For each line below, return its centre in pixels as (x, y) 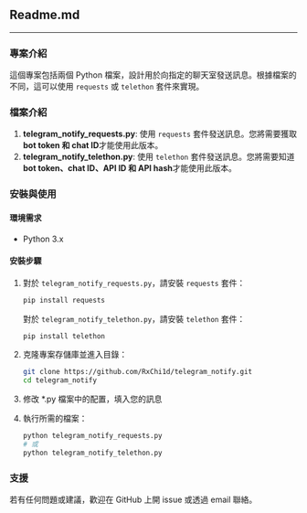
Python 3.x (43, 239)
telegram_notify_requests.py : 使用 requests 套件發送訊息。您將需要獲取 (160, 134)
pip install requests (64, 300)
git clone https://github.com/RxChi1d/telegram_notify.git (138, 372)
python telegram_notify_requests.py (92, 436)
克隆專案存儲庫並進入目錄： (75, 355)
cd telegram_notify (60, 380)
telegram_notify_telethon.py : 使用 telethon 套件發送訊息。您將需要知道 (159, 157)
